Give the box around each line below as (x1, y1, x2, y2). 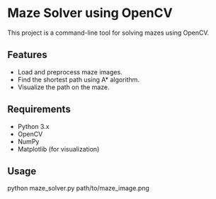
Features (7, 49, 47, 61)
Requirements (7, 103, 71, 115)
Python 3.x (17, 122, 50, 130)
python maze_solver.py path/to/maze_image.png (7, 184, 150, 193)
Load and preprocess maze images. (17, 67, 123, 76)
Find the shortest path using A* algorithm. (17, 75, 140, 84)
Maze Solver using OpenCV (7, 5, 173, 21)
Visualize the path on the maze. (17, 83, 110, 91)
